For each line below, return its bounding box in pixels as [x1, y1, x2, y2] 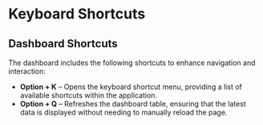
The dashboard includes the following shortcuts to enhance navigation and [8, 58, 256, 67]
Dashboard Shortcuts [8, 37, 118, 50]
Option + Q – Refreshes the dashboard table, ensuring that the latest [19, 99, 246, 108]
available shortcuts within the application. [19, 91, 158, 100]
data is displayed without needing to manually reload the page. [19, 107, 228, 117]
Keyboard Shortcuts [8, 5, 146, 23]
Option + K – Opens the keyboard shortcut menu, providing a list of [19, 82, 242, 91]
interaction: [8, 67, 47, 76]
